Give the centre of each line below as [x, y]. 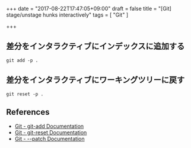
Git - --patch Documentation [50, 139]
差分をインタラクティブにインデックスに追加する [95, 46]
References [28, 112]
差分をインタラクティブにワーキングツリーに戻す [95, 80]
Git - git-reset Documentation [51, 133]
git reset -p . [25, 94]
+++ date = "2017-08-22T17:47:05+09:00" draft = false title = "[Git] [89, 9]
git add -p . [22, 60]
